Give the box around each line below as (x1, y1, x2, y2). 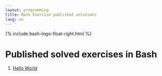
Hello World (12, 65, 38, 71)
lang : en (5, 17, 24, 22)
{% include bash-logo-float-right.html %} (5, 31, 92, 37)
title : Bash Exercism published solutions (5, 12, 96, 17)
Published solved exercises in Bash (5, 49, 157, 60)
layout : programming (5, 7, 49, 13)
